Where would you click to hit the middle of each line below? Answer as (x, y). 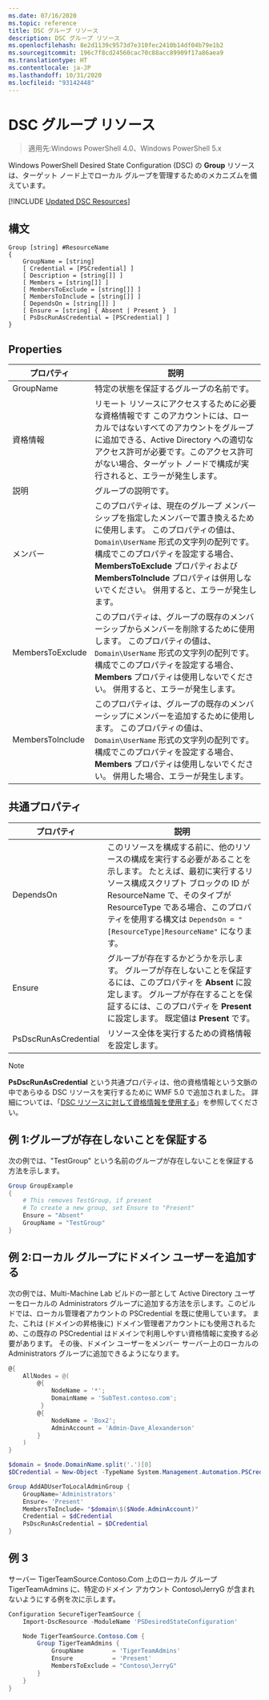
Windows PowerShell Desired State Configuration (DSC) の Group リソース (132, 166)
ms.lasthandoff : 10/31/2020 (55, 75)
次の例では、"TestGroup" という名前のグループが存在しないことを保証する (131, 1160)
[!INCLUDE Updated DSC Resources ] (69, 202)
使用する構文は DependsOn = (183, 919)
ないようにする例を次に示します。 (64, 1599)
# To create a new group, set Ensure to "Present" (109, 1208)
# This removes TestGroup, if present (87, 1201)
